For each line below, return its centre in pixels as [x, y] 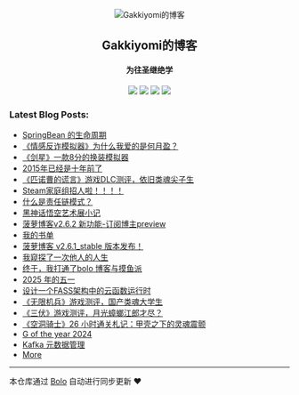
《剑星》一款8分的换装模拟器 [75, 157]
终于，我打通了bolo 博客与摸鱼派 [82, 268]
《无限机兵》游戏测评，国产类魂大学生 [92, 302]
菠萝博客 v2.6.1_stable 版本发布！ [83, 246]
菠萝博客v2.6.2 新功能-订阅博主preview [94, 223]
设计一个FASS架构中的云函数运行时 [86, 290]
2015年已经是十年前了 [62, 168]
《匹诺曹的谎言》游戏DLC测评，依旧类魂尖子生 [108, 179]
